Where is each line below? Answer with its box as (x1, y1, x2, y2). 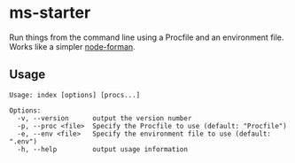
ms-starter (9, 3, 91, 23)
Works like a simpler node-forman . (9, 41, 136, 51)
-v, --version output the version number (17, 113, 192, 122)
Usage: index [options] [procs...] (9, 90, 141, 99)
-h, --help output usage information (17, 144, 189, 153)
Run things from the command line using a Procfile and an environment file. (9, 32, 284, 43)
